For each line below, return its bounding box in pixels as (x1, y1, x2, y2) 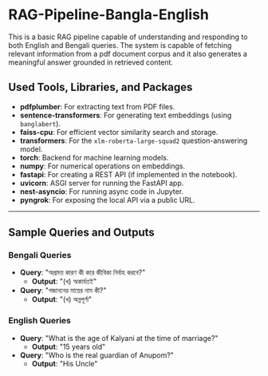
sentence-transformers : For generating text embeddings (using (19, 110, 232, 120)
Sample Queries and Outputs (8, 226, 156, 239)
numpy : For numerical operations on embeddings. (19, 161, 186, 171)
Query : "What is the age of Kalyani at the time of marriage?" (19, 333, 219, 342)
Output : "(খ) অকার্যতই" (31, 277, 97, 287)
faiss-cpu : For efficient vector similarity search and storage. (19, 127, 219, 137)
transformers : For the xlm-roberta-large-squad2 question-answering (19, 136, 248, 145)
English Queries (8, 315, 72, 327)
